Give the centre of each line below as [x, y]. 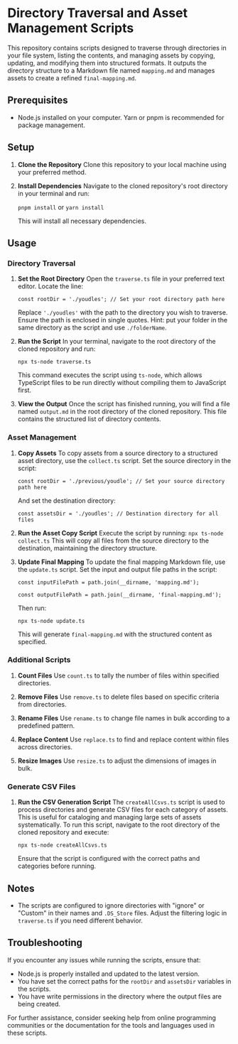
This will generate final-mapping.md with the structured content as [115, 634]
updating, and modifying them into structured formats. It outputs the [107, 62]
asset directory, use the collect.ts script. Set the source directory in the [124, 460]
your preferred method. [52, 172]
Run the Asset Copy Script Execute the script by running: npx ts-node [120, 533]
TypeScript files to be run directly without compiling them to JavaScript [122, 383]
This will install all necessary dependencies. [82, 221]
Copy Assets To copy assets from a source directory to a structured [118, 453]
